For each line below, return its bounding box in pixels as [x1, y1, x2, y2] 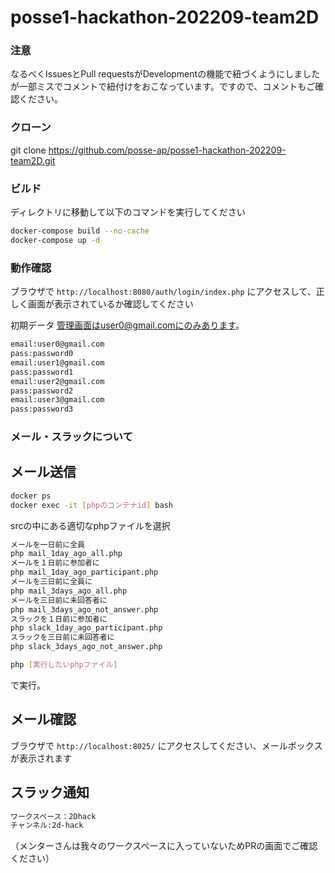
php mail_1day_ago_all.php [10, 549, 123, 559]
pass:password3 [10, 404, 74, 415]
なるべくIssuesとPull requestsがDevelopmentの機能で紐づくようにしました [10, 68, 321, 80]
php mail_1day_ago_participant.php [10, 567, 159, 578]
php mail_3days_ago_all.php [10, 586, 128, 596]
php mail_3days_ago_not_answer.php [10, 604, 159, 615]
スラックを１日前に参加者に [10, 614, 108, 624]
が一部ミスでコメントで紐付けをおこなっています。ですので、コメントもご [10, 81, 316, 93]
